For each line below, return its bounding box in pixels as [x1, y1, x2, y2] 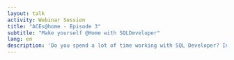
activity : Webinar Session [7, 17, 86, 23]
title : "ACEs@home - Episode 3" [7, 23, 101, 30]
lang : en [7, 36, 33, 43]
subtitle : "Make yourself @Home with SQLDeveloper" [7, 29, 160, 37]
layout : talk [7, 10, 45, 17]
